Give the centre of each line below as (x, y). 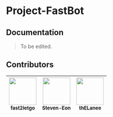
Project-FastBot (45, 11)
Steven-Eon (57, 108)
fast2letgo (23, 108)
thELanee (90, 108)
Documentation (35, 32)
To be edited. (36, 46)
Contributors (30, 65)
